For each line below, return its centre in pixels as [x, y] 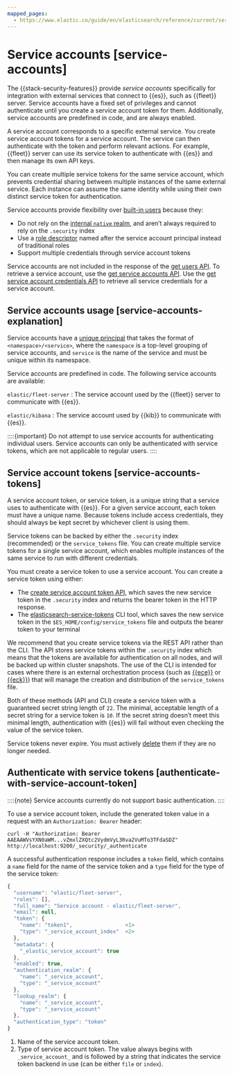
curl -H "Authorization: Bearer [54, 834]
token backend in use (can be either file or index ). [90, 1064]
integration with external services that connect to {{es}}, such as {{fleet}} [112, 96]
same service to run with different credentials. [73, 558]
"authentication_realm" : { [52, 970]
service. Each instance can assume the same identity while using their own [114, 189]
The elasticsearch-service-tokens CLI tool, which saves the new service [120, 615]
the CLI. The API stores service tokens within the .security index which [110, 650]
